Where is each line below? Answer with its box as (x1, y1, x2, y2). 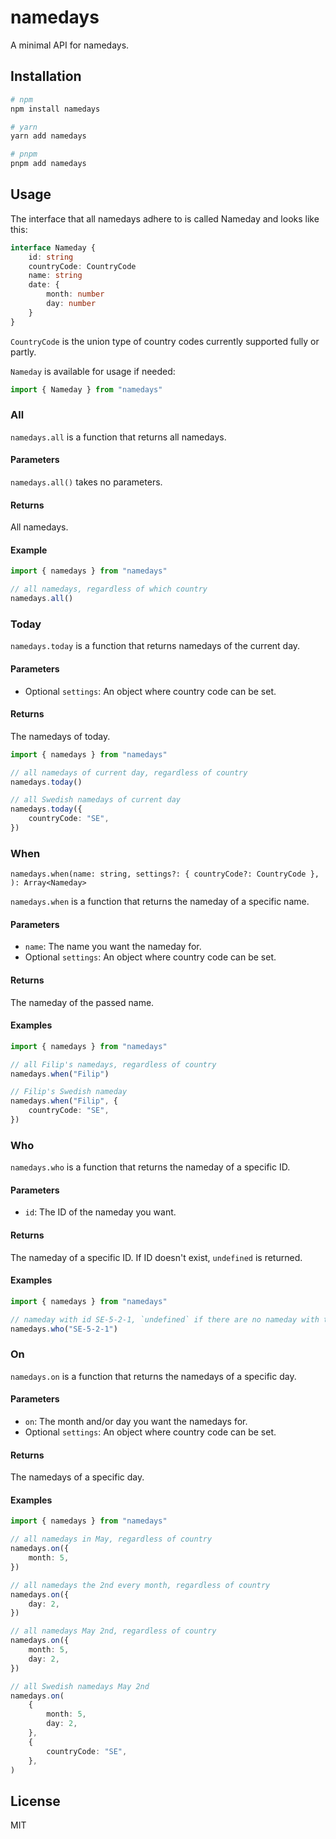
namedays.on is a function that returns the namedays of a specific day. (10, 1370, 297, 1382)
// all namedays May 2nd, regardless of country (10, 1626, 217, 1636)
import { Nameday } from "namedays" (10, 384, 163, 395)
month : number (46, 289, 105, 300)
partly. (10, 346, 37, 358)
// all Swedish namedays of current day (10, 795, 182, 805)
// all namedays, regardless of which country (10, 584, 208, 595)
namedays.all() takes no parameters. (10, 476, 163, 488)
